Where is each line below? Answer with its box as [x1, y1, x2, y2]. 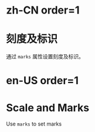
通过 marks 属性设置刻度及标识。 [6, 53, 84, 60]
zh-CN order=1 [6, 4, 80, 17]
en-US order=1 [6, 74, 79, 87]
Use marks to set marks [6, 120, 62, 127]
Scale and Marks [6, 101, 90, 114]
